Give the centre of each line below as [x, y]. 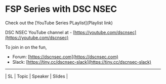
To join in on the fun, [26, 47]
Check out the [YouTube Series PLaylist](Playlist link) [59, 23]
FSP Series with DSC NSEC [61, 9]
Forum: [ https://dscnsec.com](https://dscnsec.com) [65, 57]
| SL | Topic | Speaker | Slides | [37, 76]
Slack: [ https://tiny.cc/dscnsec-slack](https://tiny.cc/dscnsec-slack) [82, 62]
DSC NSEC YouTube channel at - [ [40, 32]
